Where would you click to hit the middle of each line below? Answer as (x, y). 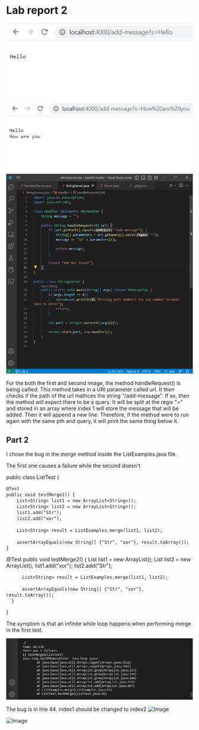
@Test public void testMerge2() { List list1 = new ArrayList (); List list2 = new (99, 559)
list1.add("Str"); (39, 512)
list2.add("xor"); (39, 518)
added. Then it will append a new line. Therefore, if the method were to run (98, 415)
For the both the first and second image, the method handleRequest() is (93, 383)
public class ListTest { (33, 477)
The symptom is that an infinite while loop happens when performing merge (99, 624)
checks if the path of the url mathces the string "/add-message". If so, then (98, 396)
